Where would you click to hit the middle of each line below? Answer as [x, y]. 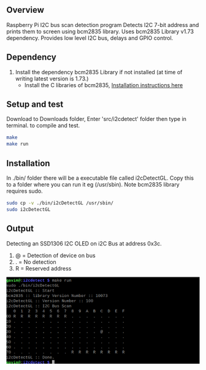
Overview [25, 10]
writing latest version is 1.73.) [52, 79]
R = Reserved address [43, 268]
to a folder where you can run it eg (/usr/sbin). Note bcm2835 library [93, 184]
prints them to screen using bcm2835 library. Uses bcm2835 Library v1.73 [100, 31]
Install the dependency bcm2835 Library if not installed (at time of [99, 72]
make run [17, 144]
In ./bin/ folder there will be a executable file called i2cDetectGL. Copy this [100, 178]
